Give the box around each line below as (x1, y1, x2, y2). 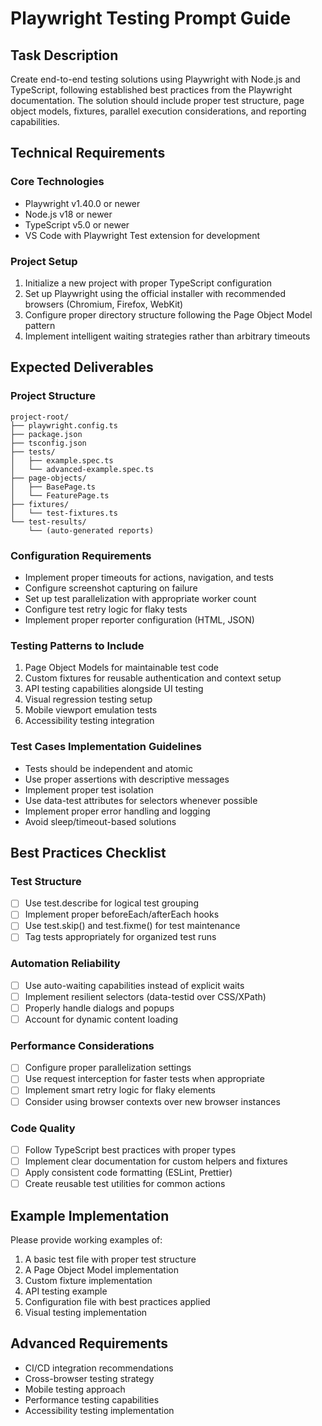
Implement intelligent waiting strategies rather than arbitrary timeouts (24, 330, 311, 342)
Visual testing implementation (24, 1306, 148, 1318)
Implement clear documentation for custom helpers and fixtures (24, 1155, 288, 1167)
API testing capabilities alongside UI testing (24, 683, 204, 695)
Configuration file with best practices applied (24, 1295, 211, 1307)
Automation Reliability (10, 957, 121, 971)
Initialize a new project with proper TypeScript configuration (24, 277, 272, 289)
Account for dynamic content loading (24, 1013, 179, 1025)
